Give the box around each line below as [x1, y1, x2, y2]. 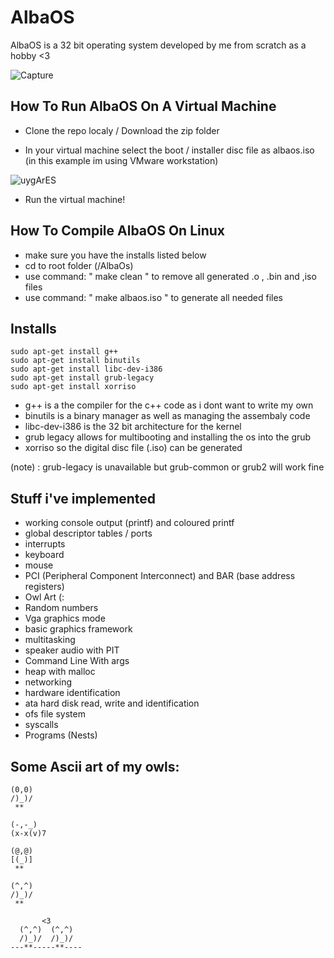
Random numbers [24, 602, 99, 614]
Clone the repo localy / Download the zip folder [24, 124, 220, 136]
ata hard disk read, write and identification [24, 697, 200, 710]
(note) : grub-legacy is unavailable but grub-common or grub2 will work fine [10, 461, 325, 473]
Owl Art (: [24, 591, 65, 603]
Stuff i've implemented [10, 490, 157, 507]
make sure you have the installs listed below [24, 249, 207, 261]
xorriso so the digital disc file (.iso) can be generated [24, 442, 243, 454]
